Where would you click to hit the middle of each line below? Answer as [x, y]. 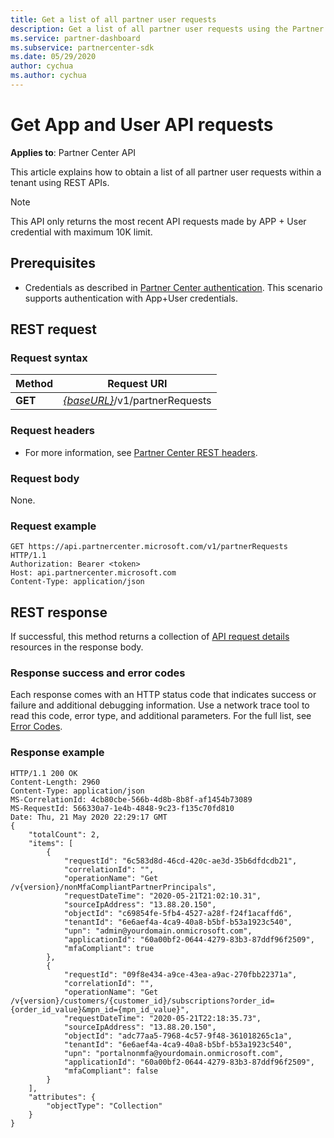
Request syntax [49, 358]
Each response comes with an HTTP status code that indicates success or [163, 695]
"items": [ [51, 843]
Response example [57, 753]
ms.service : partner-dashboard [75, 38]
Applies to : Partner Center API [73, 152]
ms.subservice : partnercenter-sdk [82, 47]
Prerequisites [53, 263]
